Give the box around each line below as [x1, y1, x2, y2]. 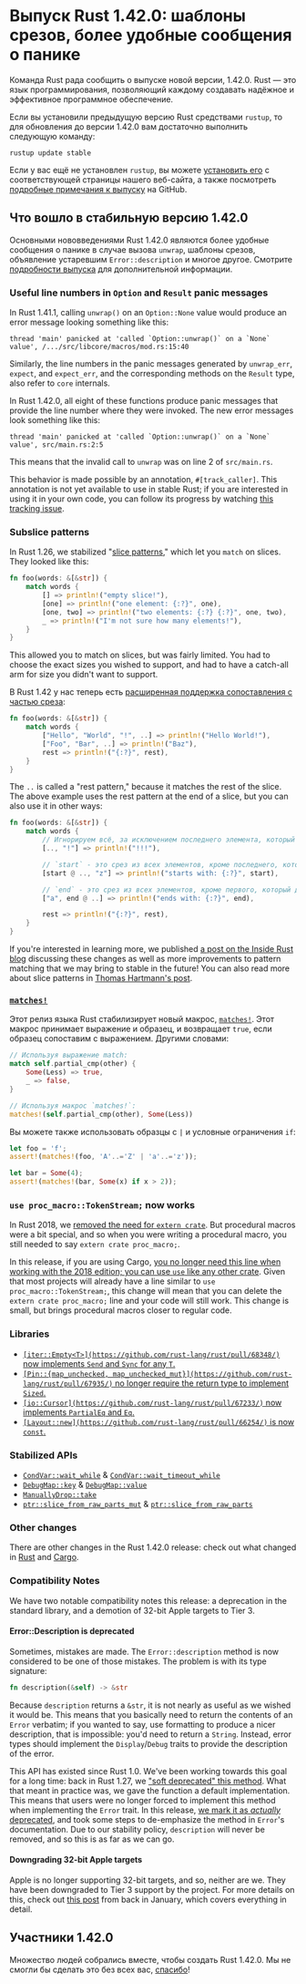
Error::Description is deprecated [9, 1626, 135, 1637]
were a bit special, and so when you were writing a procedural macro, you [9, 1229, 287, 1240]
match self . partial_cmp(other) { [9, 1059, 137, 1069]
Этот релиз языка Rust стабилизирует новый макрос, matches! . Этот [9, 1014, 275, 1025]
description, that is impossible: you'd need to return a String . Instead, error [9, 1729, 292, 1740]
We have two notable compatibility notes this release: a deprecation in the [9, 1595, 287, 1606]
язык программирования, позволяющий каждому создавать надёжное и [9, 84, 294, 95]
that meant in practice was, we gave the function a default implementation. [9, 1784, 291, 1796]
